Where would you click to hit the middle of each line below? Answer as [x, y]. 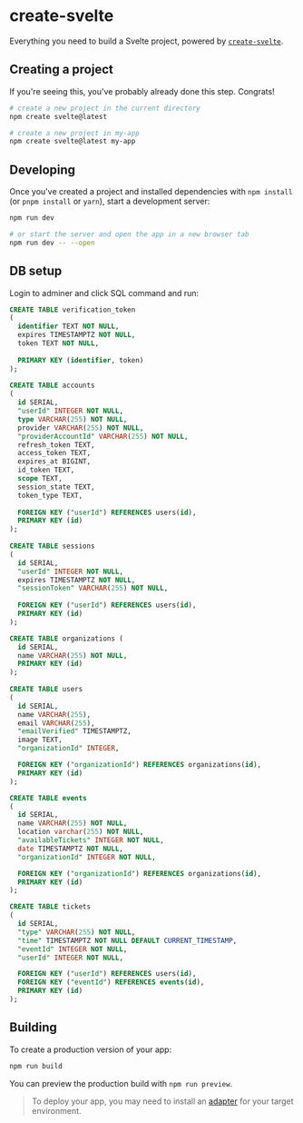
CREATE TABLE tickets [50, 907]
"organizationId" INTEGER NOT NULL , [87, 857]
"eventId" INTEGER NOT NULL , [73, 949]
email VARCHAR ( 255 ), [56, 723]
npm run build [36, 1066]
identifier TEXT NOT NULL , [68, 327]
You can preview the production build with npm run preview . [121, 1083]
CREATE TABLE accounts [52, 386]
